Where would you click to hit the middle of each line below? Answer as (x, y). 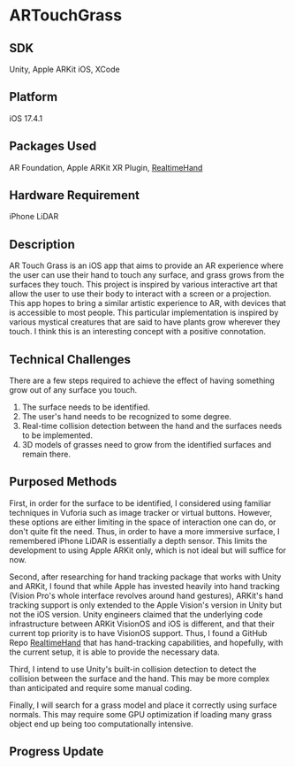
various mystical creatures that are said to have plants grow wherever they (145, 322)
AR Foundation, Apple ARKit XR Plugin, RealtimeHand (106, 167)
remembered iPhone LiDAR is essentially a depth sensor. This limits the (138, 541)
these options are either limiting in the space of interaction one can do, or (143, 522)
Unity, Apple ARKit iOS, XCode (65, 69)
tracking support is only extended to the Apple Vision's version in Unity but (146, 605)
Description (42, 244)
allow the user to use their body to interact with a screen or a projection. (140, 294)
